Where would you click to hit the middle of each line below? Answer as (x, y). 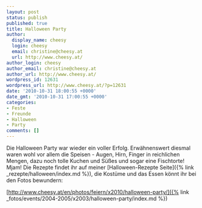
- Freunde (19, 114)
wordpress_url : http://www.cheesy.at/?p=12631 (66, 86)
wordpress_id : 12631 (33, 80)
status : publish (27, 18)
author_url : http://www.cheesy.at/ (51, 74)
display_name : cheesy (39, 40)
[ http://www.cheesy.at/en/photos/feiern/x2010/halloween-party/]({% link (98, 192)
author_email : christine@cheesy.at (51, 68)
